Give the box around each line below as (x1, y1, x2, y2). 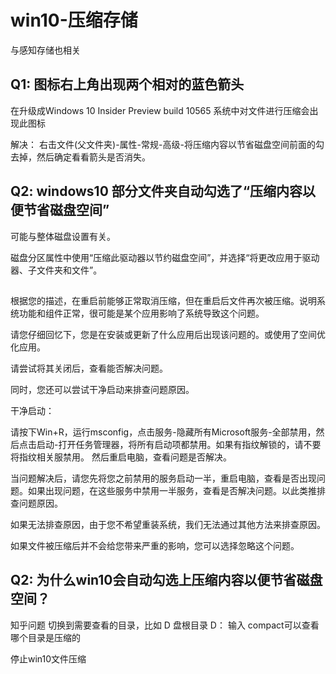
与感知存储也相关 (10, 44, 81, 56)
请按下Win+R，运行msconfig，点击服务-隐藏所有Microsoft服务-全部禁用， (10, 426, 317, 438)
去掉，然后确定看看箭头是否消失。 (10, 151, 151, 163)
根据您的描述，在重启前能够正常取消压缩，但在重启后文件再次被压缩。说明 (10, 294, 317, 306)
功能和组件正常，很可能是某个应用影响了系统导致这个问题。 (18, 307, 265, 319)
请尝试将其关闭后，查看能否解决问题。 (10, 362, 168, 374)
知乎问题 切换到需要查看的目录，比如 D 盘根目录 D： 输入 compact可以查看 (10, 619, 320, 631)
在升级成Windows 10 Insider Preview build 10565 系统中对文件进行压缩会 (10, 104, 310, 116)
